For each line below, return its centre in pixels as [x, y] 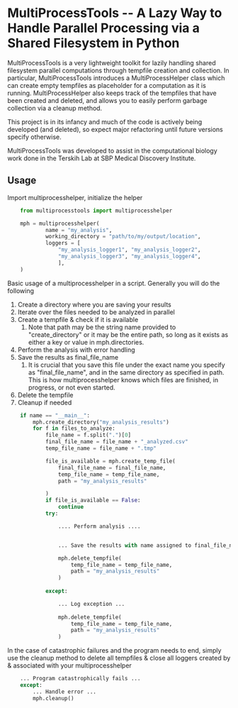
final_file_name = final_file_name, [112, 468]
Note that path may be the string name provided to [102, 327]
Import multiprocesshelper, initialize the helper [75, 197]
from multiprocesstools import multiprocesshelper [96, 211]
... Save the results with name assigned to [125, 545]
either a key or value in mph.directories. [86, 342]
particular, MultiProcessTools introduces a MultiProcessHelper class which [116, 78]
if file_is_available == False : [93, 500]
